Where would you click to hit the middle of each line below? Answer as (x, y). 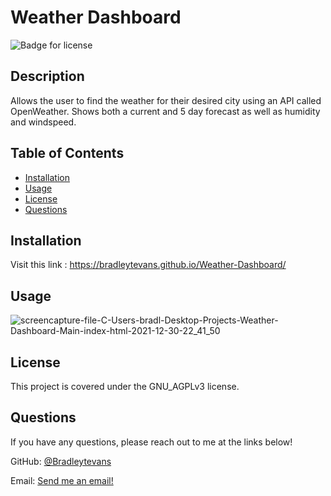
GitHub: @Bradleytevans (61, 461)
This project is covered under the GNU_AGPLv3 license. (125, 386)
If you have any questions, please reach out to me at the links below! (151, 442)
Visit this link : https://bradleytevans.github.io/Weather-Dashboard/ (148, 265)
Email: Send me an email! (62, 480)
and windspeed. (43, 122)
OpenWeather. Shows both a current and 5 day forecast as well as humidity (165, 111)
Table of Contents (67, 153)
